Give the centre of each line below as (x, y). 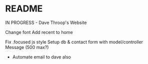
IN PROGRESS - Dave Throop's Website (46, 22)
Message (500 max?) (27, 47)
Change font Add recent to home (39, 32)
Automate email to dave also (41, 57)
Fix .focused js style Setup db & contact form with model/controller (74, 42)
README (24, 9)
